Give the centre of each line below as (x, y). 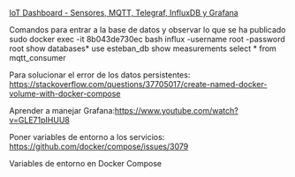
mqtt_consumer (38, 58)
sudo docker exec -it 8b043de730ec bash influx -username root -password (147, 39)
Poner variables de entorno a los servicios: (87, 137)
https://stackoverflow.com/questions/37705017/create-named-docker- (138, 84)
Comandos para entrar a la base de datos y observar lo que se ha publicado (147, 29)
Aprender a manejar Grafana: (62, 111)
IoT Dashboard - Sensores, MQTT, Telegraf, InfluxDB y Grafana (124, 13)
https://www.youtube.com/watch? (176, 111)
